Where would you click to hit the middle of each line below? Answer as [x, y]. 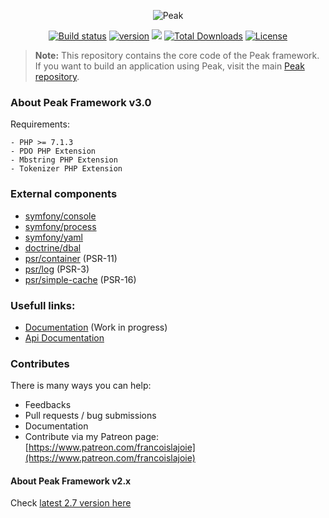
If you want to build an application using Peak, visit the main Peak [169, 66]
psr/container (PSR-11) [71, 258]
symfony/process [60, 226]
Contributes [40, 363]
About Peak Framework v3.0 [81, 102]
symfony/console [60, 216]
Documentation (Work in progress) [96, 327]
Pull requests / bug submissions [90, 416]
